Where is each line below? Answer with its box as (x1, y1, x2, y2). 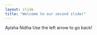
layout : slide (5, 7, 34, 12)
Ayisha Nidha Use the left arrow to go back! (5, 24, 93, 30)
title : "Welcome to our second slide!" (5, 12, 86, 16)
